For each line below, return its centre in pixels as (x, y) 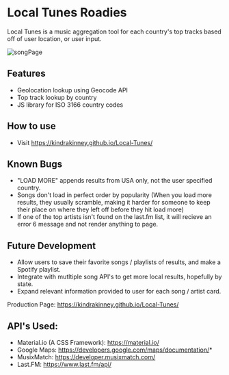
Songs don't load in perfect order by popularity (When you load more (114, 195)
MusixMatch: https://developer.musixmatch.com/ (86, 357)
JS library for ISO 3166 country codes (70, 105)
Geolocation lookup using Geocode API (72, 90)
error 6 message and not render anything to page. (87, 224)
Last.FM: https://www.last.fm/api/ (64, 364)
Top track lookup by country (57, 97)
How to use (31, 126)
